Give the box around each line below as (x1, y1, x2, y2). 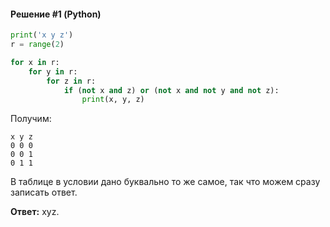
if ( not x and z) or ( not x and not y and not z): (63, 85, 280, 95)
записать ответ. (10, 186, 78, 199)
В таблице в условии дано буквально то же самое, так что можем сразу (10, 176, 321, 188)
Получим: (10, 113, 52, 125)
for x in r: (10, 57, 60, 67)
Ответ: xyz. (10, 206, 60, 218)
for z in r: (46, 76, 97, 86)
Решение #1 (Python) (10, 8, 102, 20)
